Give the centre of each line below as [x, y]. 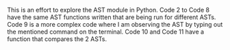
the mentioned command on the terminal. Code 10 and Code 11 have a [105, 32]
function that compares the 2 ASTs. [57, 39]
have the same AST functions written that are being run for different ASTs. [112, 17]
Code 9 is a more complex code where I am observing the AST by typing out [115, 24]
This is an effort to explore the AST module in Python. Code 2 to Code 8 [108, 10]
